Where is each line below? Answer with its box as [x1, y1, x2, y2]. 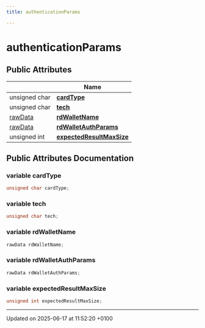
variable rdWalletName [6, 228, 76, 236]
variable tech [6, 200, 46, 208]
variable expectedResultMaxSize [6, 284, 107, 293]
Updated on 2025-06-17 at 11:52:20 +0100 [6, 315, 113, 322]
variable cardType [6, 171, 62, 180]
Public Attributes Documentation [6, 153, 134, 164]
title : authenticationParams [6, 9, 81, 15]
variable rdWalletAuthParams [6, 256, 96, 265]
